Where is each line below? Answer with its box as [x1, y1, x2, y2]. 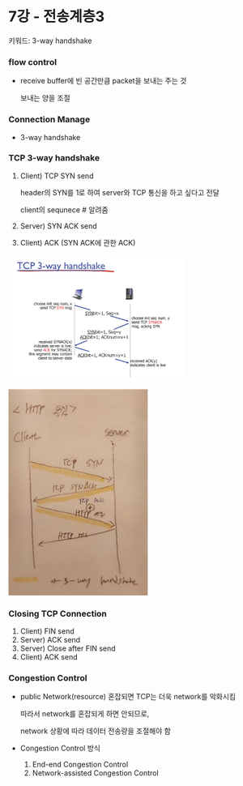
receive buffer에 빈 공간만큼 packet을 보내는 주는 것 [19, 76, 187, 86]
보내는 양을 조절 [19, 93, 70, 103]
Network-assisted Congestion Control [32, 768, 160, 778]
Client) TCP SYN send [19, 171, 94, 181]
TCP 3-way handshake [8, 152, 100, 164]
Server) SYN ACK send [19, 220, 97, 231]
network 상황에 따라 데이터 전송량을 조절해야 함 [19, 726, 172, 736]
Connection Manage [8, 114, 91, 126]
